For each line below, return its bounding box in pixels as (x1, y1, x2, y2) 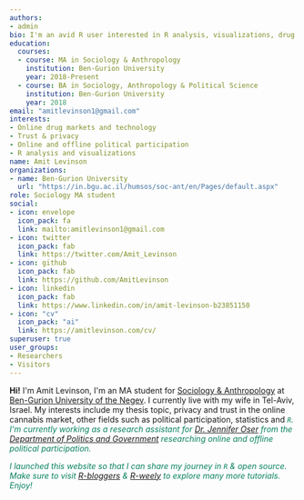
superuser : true (9, 335, 71, 344)
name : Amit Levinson (9, 156, 88, 166)
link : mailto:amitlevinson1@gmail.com (17, 225, 166, 234)
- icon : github (9, 258, 67, 268)
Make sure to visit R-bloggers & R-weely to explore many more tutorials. (9, 470, 281, 481)
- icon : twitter (9, 233, 71, 242)
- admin (9, 22, 39, 31)
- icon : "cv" (9, 309, 59, 318)
